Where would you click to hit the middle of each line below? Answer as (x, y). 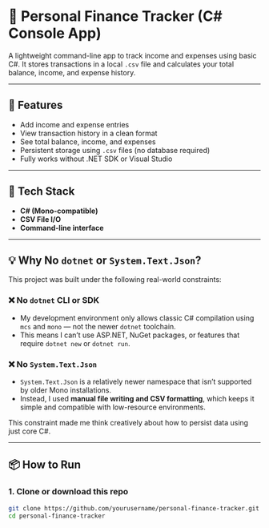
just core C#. (30, 431)
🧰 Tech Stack (42, 191)
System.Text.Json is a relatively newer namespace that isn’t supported (136, 381)
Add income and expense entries (74, 124)
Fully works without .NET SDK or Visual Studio (96, 159)
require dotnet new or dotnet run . (75, 343)
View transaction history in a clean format (88, 133)
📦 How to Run (45, 465)
